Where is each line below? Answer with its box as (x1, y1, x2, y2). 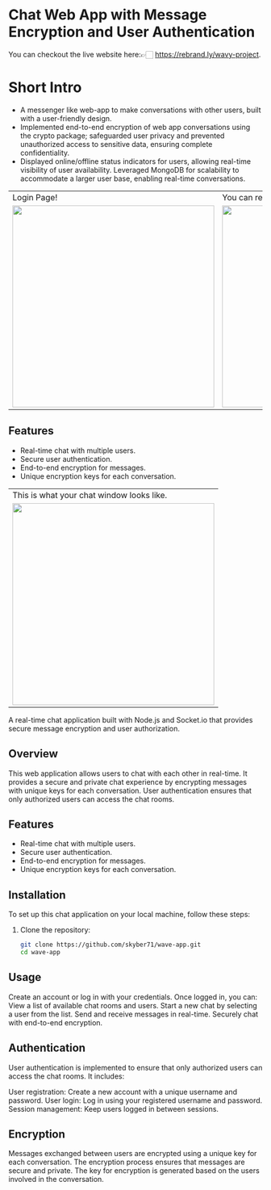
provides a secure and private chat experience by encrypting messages (8, 777, 248, 786)
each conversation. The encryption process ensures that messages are (8, 1157, 246, 1167)
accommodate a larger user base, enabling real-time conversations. (19, 174, 246, 183)
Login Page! (12, 191, 58, 203)
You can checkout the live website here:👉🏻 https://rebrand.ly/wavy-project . (8, 49, 261, 59)
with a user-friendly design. (19, 113, 112, 123)
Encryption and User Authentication (8, 23, 256, 41)
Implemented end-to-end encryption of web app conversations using (19, 122, 251, 132)
